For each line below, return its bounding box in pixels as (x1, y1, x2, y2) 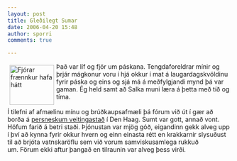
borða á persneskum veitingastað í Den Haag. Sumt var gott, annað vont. (7, 115, 220, 124)
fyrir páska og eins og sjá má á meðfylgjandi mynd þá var (56, 77, 224, 86)
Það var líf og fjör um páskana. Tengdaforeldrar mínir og (56, 62, 220, 71)
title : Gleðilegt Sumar (7, 17, 78, 24)
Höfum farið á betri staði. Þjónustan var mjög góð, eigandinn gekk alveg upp (7, 123, 231, 131)
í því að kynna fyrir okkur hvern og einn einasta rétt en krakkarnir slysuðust (7, 131, 226, 139)
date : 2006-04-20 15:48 (7, 23, 78, 30)
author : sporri (7, 30, 53, 38)
